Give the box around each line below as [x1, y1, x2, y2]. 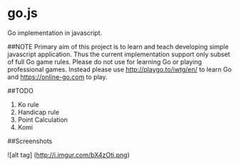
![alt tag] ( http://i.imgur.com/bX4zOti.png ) [7, 150, 130, 159]
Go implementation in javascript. [7, 28, 103, 37]
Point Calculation [17, 115, 68, 124]
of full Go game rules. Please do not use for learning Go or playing [7, 57, 202, 66]
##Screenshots [7, 137, 53, 145]
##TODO [7, 86, 34, 95]
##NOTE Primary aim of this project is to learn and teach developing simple [7, 42, 229, 51]
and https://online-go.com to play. [7, 73, 108, 81]
